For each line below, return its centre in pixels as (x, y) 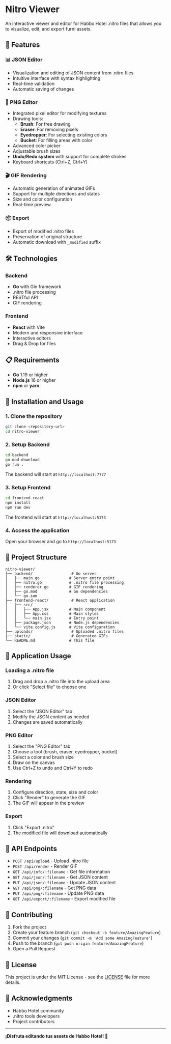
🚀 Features (23, 45)
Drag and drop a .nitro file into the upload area (61, 682)
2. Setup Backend (27, 444)
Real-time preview (32, 205)
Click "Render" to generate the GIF (49, 798)
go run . (15, 464)
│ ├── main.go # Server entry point (60, 578)
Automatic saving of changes (43, 89)
